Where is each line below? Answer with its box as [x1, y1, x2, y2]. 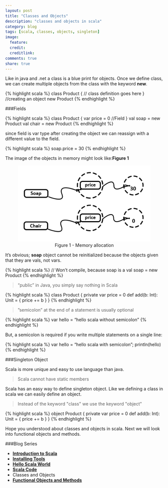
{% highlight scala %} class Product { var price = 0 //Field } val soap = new [5, 116, 160, 122]
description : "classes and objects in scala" [5, 19, 102, 24]
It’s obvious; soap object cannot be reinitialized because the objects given [5, 252, 159, 258]
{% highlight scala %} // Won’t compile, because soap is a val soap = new [5, 267, 158, 273]
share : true [5, 61, 30, 66]
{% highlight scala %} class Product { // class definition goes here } [5, 90, 144, 96]
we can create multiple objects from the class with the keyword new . [5, 81, 148, 87]
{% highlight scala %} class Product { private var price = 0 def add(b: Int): [5, 291, 158, 298]
